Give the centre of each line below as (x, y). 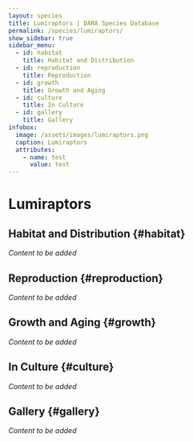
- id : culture (39, 98)
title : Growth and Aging (64, 90)
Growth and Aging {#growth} (82, 322)
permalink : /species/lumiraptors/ (66, 30)
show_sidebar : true (41, 38)
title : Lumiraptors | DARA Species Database (84, 23)
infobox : (23, 127)
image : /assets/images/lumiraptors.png (82, 135)
